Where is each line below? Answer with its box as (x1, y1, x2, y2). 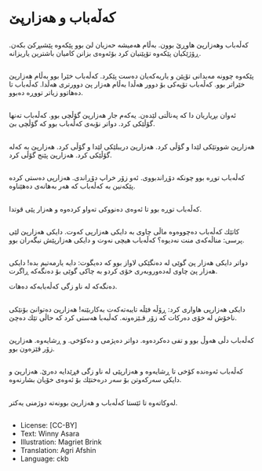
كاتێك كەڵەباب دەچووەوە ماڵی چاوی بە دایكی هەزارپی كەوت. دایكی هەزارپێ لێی (9, 226, 240, 236)
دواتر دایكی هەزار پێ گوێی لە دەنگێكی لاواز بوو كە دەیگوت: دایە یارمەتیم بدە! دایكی (9, 258, 248, 267)
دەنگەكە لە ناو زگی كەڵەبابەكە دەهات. (9, 281, 118, 291)
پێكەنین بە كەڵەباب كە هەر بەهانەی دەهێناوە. (9, 182, 136, 191)
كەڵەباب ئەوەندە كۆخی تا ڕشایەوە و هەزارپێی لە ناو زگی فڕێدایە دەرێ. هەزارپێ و (9, 366, 244, 376)
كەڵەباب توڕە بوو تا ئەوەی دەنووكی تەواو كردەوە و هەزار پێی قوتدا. (9, 204, 202, 213)
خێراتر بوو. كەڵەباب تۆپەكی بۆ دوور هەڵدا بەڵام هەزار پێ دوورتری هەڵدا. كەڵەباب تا (9, 79, 246, 89)
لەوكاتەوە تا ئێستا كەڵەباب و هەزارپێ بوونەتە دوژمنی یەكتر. (9, 398, 178, 407)
